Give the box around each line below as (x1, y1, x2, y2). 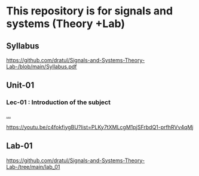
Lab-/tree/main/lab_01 (6, 163, 60, 170)
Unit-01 (6, 80, 35, 90)
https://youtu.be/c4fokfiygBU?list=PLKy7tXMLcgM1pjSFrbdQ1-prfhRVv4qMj (6, 123, 194, 131)
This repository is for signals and (6, 4, 173, 18)
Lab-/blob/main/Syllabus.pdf (6, 63, 77, 70)
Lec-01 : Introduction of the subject (6, 98, 111, 107)
